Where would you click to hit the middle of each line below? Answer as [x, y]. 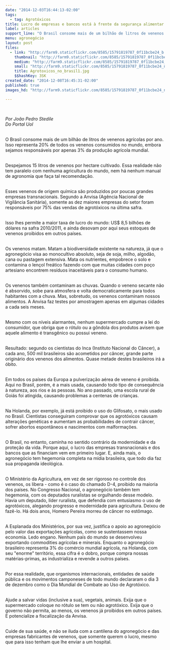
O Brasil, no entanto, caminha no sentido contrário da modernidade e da [80, 442]
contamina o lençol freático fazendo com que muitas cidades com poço [80, 264]
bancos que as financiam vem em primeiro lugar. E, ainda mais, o [73, 453]
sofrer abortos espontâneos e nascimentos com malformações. [72, 427]
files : [12, 48]
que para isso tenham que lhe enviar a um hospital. [58, 642]
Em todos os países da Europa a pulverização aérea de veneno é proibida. [83, 379]
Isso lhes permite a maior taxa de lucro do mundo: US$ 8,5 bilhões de [78, 222]
